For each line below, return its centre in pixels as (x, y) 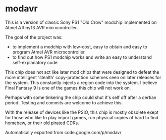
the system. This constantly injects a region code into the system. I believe (81, 83)
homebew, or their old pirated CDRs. (42, 123)
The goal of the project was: (34, 37)
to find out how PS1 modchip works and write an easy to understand (82, 57)
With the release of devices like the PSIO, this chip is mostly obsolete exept (82, 112)
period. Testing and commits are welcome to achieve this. (64, 102)
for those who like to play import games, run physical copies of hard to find (82, 117)
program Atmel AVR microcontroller (49, 52)
